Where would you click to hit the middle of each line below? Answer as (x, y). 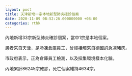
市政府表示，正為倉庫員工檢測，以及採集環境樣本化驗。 (61, 58)
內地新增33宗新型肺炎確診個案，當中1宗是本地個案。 (58, 38)
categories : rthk (23, 23)
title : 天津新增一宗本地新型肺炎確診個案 (42, 14)
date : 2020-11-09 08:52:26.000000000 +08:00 (51, 19)
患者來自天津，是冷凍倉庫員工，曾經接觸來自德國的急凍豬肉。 (67, 48)
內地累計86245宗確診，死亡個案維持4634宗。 (52, 69)
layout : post (18, 9)
